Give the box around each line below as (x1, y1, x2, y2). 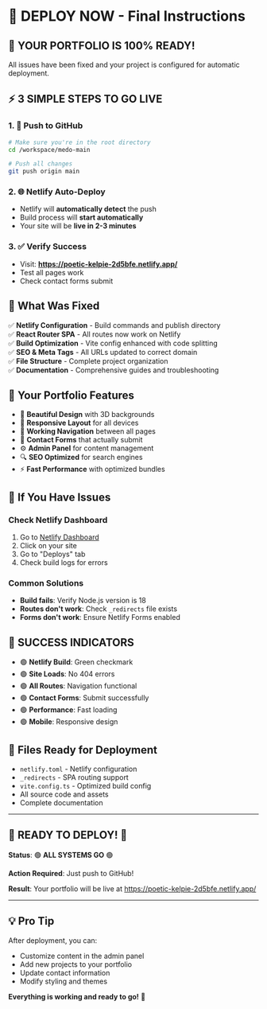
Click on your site (19, 541, 77, 551)
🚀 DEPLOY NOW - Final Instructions (8, 7, 246, 25)
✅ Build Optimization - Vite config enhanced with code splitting (8, 338, 219, 348)
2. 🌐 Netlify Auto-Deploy (8, 186, 106, 197)
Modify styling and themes (19, 976, 108, 986)
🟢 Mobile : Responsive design (19, 717, 118, 727)
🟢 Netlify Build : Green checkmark (19, 657, 133, 667)
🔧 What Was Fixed (8, 299, 100, 313)
